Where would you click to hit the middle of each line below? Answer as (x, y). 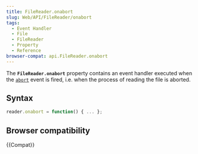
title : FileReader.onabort (40, 12)
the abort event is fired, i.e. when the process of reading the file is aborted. (98, 79)
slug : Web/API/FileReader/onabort (49, 17)
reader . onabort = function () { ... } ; (54, 112)
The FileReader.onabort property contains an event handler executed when (99, 73)
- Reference (27, 51)
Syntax (20, 98)
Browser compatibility (48, 130)
